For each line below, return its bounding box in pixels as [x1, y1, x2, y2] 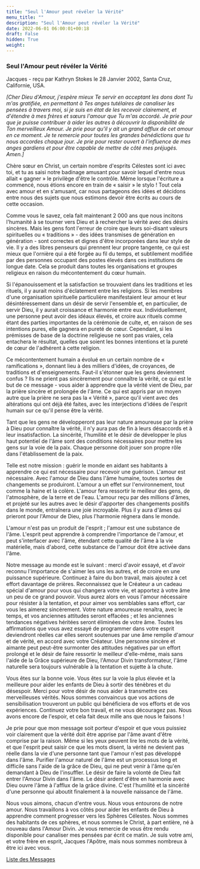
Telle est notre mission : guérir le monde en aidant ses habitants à [6, 462, 168, 469]
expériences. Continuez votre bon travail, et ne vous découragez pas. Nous [6, 707, 192, 714]
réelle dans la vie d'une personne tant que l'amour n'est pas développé [6, 750, 181, 757]
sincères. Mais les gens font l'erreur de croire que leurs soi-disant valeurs [6, 225, 188, 232]
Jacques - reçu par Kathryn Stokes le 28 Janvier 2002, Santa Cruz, [6, 75, 172, 83]
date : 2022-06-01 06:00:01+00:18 [6, 25, 90, 32]
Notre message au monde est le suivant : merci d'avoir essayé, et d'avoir [6, 561, 186, 569]
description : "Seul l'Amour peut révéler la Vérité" [6, 20, 140, 26]
